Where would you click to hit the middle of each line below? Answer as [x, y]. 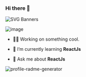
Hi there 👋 [18, 8]
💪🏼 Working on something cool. [46, 39]
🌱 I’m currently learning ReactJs [47, 49]
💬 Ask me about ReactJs [39, 59]
